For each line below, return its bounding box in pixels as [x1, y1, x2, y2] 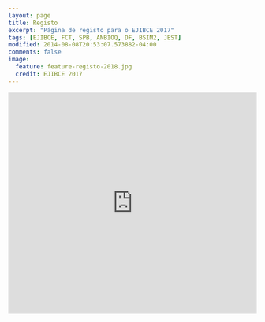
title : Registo [8, 19, 58, 27]
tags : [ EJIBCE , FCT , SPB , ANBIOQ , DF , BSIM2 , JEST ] [8, 33, 181, 42]
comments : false [8, 48, 62, 56]
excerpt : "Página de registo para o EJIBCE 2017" [8, 26, 175, 34]
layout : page [8, 11, 51, 20]
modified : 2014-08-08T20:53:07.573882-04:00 [8, 41, 157, 49]
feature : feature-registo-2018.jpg [15, 63, 132, 71]
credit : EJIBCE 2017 [15, 70, 83, 78]
